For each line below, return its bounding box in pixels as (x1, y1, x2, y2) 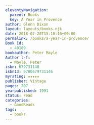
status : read (5, 93, 33, 98)
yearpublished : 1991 (5, 88, 49, 93)
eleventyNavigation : (5, 7, 49, 13)
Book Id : (5, 41, 24, 46)
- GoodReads (10, 103, 35, 108)
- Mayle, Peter (10, 60, 42, 65)
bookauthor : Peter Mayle (5, 50, 58, 55)
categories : (5, 97, 30, 103)
